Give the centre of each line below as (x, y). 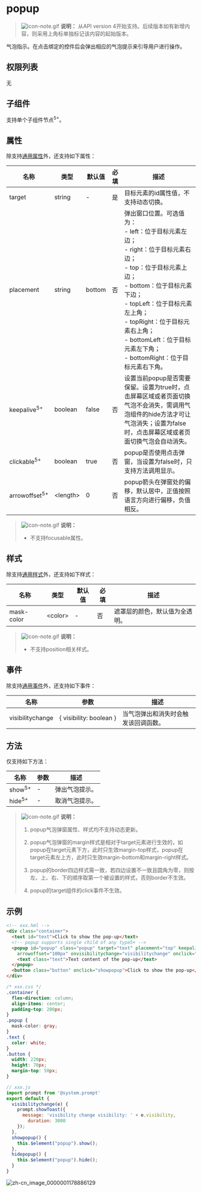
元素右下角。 (148, 367)
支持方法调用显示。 (151, 471)
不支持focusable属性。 (58, 538)
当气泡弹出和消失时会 (152, 713)
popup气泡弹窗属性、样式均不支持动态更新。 (85, 830)
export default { (28, 1098)
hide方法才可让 (170, 414)
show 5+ (20, 789)
